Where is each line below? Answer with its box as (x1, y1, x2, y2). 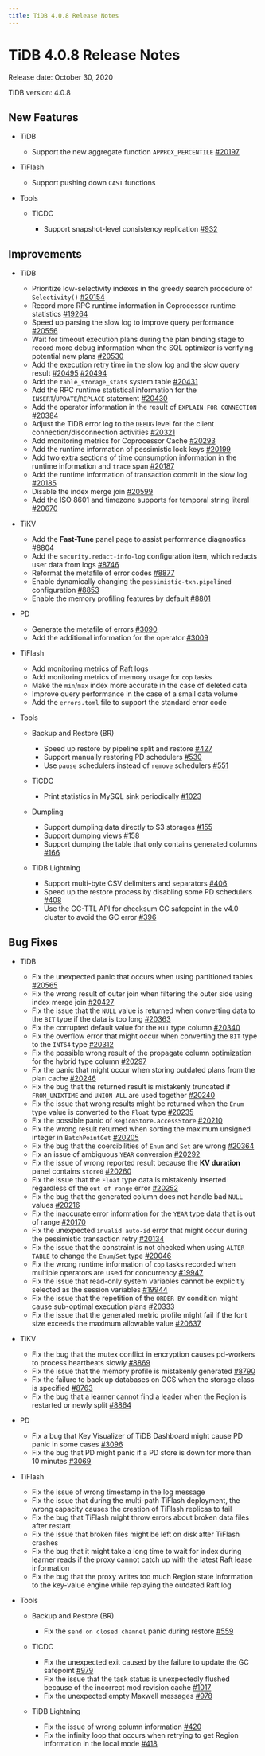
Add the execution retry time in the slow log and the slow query (31, 360, 240, 370)
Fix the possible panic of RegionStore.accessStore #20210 (31, 1116, 223, 1125)
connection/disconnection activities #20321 (31, 427, 176, 438)
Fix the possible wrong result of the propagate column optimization (31, 1048, 252, 1057)
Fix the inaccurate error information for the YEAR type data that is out (31, 1209, 255, 1218)
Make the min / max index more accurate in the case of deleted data (31, 681, 247, 691)
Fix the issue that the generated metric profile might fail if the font (31, 1310, 247, 1319)
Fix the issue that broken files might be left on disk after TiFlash (31, 1529, 240, 1539)
